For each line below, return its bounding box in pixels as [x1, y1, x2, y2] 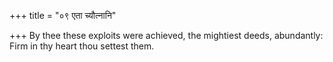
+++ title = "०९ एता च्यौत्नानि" [9, 10, 117, 21]
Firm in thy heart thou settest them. [9, 40, 155, 52]
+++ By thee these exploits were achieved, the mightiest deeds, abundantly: [9, 30, 324, 41]
